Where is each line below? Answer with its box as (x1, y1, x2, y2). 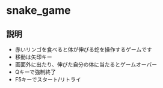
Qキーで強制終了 (14, 68, 56, 75)
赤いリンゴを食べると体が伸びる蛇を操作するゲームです (14, 46, 152, 53)
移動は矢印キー (14, 53, 52, 60)
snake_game (6, 4, 71, 17)
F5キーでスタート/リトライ (14, 76, 81, 83)
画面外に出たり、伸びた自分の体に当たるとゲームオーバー (14, 61, 158, 68)
